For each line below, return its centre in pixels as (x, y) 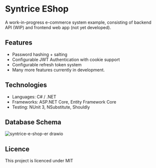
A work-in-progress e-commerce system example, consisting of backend (78, 22)
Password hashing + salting (40, 54)
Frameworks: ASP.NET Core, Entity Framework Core (64, 102)
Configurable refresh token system (47, 64)
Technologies (26, 85)
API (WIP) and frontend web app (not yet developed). (58, 27)
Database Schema (33, 122)
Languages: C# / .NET (34, 97)
